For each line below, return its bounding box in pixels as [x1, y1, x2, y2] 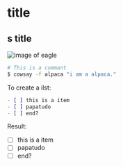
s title [7, 33, 33, 44]
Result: [7, 122, 27, 131]
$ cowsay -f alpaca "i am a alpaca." [7, 71, 117, 78]
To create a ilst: [7, 83, 51, 92]
